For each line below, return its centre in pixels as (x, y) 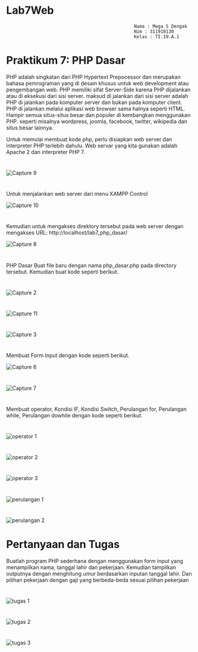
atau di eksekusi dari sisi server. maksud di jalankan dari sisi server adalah (97, 96)
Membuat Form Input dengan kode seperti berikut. (68, 355)
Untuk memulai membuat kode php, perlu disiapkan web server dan (89, 139)
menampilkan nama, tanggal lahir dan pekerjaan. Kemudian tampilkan (91, 567)
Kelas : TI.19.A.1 (156, 36)
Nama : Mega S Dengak (160, 26)
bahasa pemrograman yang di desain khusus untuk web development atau (98, 83)
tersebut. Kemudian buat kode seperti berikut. (62, 272)
